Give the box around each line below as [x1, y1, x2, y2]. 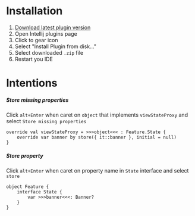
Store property [6, 152, 43, 159]
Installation [6, 4, 63, 18]
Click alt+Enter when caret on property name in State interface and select [6, 167, 189, 174]
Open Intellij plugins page [14, 30, 77, 37]
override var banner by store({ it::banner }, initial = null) [17, 134, 177, 140]
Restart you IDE [14, 55, 54, 62]
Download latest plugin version [14, 24, 91, 31]
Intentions [6, 76, 58, 90]
